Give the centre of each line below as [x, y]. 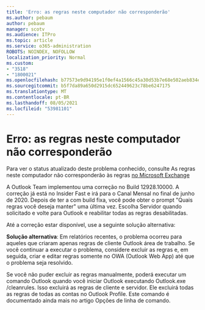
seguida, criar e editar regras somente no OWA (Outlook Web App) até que [100, 256]
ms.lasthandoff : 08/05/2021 [42, 103]
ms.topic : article [30, 40]
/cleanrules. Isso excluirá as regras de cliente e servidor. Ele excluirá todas [100, 287]
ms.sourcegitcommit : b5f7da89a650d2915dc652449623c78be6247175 [88, 86]
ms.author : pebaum [30, 18]
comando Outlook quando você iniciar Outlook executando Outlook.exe [96, 281]
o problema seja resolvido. [40, 263]
